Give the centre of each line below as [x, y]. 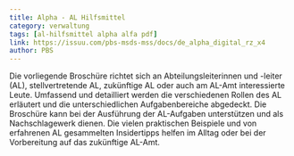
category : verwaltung [50, 26]
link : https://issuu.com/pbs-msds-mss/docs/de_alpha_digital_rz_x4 [138, 42]
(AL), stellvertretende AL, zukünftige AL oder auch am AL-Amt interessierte [147, 86]
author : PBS [31, 51]
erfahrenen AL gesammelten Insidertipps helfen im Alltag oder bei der [138, 133]
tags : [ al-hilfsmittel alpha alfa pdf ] [84, 34]
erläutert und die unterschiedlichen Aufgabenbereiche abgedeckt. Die [138, 104]
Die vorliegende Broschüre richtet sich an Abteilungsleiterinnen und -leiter [146, 76]
